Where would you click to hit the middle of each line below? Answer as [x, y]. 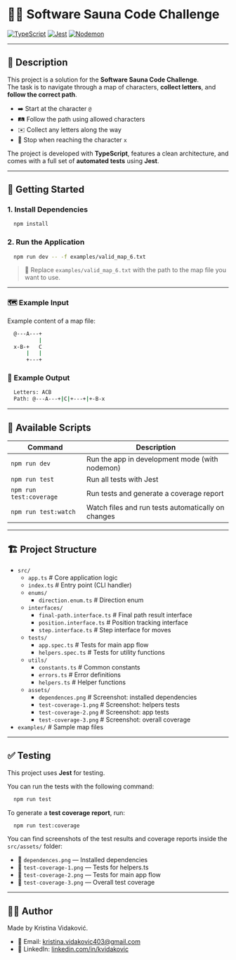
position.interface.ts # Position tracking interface [113, 622]
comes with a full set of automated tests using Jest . [83, 160]
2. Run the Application [46, 242]
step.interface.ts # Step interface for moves [105, 629]
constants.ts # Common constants [89, 667]
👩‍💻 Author [30, 911]
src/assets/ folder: [35, 846]
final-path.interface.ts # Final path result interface [115, 615]
